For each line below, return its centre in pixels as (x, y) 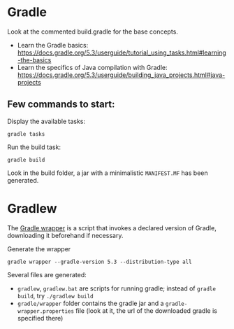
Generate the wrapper (39, 248)
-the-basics (34, 59)
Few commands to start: (61, 105)
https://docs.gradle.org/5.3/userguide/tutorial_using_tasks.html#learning (122, 52)
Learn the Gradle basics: (53, 45)
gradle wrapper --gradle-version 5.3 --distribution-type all (100, 262)
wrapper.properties (46, 311)
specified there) (40, 318)
